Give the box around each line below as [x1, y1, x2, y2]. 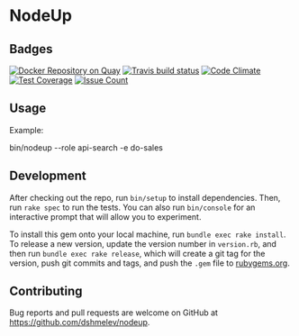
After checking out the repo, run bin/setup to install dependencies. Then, [9, 192, 281, 203]
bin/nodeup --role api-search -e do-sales [9, 141, 164, 153]
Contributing [9, 284, 83, 299]
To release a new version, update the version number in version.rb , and [9, 238, 277, 249]
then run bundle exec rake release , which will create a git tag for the [9, 248, 266, 259]
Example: [9, 124, 44, 135]
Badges [9, 41, 53, 57]
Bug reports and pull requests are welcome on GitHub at [9, 307, 219, 318]
